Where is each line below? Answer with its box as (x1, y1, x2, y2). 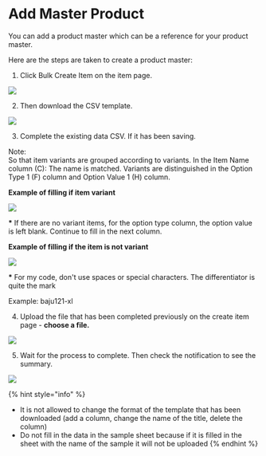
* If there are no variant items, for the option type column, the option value (8, 218, 252, 227)
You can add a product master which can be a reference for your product (8, 31, 248, 41)
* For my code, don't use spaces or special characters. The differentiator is (8, 272, 256, 281)
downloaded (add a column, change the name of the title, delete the (19, 413, 243, 423)
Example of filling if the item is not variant (8, 242, 149, 251)
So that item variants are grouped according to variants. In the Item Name (8, 155, 249, 164)
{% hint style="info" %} (8, 389, 86, 399)
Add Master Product (8, 5, 145, 23)
